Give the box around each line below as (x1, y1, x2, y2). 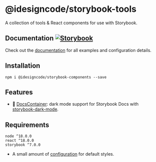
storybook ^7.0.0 (5, 142, 41, 148)
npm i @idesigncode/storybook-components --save (5, 75, 107, 80)
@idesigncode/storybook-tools (5, 3, 137, 15)
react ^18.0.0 (5, 138, 34, 143)
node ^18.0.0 (5, 134, 32, 139)
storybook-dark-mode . (12, 106, 59, 112)
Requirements (5, 121, 49, 129)
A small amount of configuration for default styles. (12, 151, 115, 157)
